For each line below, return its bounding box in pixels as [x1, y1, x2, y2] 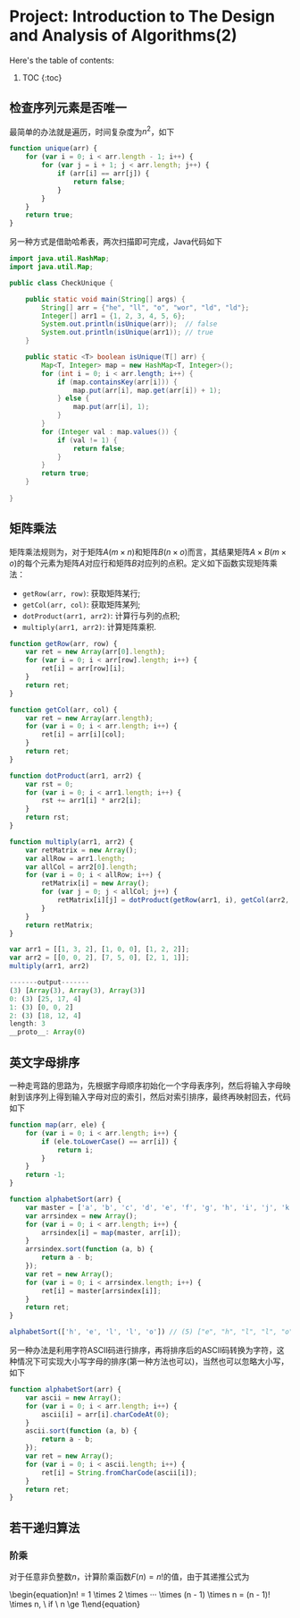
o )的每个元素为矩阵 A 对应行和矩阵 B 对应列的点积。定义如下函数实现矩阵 [9, 558, 271, 568]
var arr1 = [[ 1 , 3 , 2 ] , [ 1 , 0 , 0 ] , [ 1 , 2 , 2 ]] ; [9, 945, 190, 954]
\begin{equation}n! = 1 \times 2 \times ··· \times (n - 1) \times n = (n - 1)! [9, 1588, 271, 1599]
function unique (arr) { [9, 144, 98, 153]
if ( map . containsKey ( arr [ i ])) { [56, 378, 178, 387]
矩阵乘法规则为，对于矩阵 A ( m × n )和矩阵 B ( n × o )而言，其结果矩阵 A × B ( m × [9, 546, 287, 557]
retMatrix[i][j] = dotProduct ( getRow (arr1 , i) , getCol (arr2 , [56, 896, 290, 905]
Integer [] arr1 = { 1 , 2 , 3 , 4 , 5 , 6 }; [41, 311, 186, 320]
